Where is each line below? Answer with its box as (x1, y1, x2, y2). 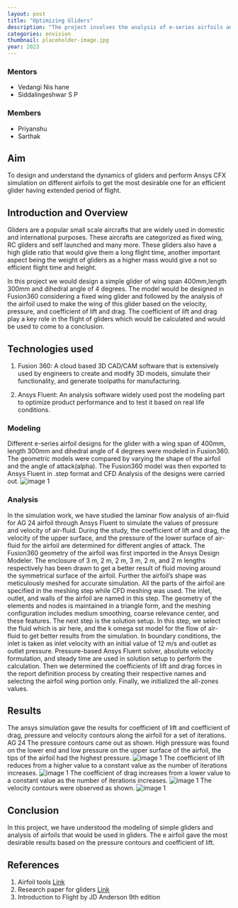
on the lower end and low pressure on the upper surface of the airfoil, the (7, 746, 222, 755)
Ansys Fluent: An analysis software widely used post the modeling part (17, 391, 225, 399)
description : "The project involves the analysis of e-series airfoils (7, 23, 223, 31)
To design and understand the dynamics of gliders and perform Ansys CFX (7, 171, 227, 179)
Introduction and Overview (7, 206, 129, 218)
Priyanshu (17, 124, 47, 133)
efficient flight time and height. (7, 263, 97, 272)
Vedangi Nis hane (17, 83, 69, 92)
